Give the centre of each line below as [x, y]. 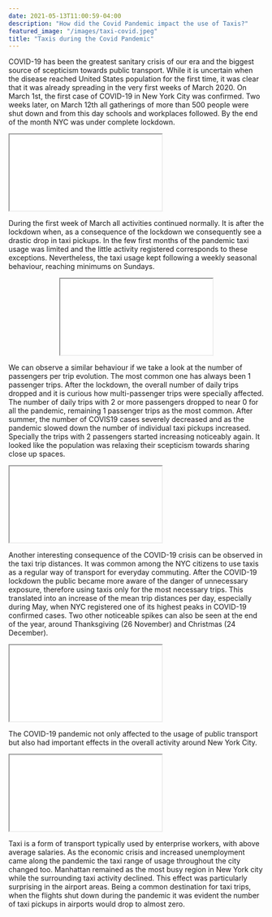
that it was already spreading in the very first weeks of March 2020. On [128, 88]
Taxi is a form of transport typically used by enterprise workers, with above [134, 844]
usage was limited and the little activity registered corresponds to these [128, 250]
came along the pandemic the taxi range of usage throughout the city [125, 861]
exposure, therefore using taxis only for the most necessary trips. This [126, 589]
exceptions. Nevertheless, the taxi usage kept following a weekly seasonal [133, 258]
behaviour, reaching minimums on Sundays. [82, 267]
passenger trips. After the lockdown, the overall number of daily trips [124, 385]
